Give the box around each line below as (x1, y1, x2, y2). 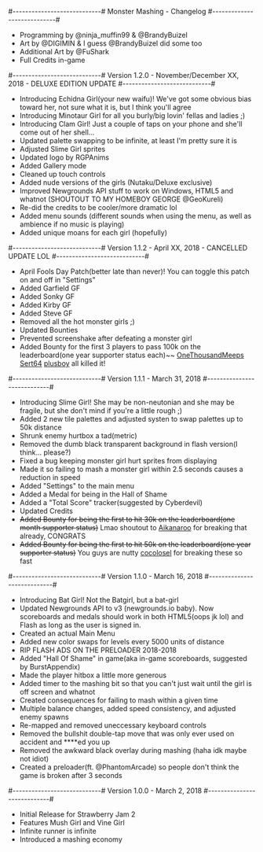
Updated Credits (19, 507, 73, 515)
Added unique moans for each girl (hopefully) (19, 228, 167, 237)
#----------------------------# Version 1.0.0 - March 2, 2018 (8, 786, 203, 795)
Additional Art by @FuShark (19, 47, 110, 56)
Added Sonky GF (19, 292, 75, 301)
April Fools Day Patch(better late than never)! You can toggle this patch (19, 267, 250, 276)
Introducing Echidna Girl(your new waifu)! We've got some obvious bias (19, 94, 252, 103)
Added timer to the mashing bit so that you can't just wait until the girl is (19, 679, 253, 688)
